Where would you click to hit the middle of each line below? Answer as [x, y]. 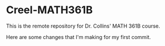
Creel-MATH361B [49, 10]
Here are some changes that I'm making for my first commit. [78, 37]
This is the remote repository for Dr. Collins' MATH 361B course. [83, 26]
